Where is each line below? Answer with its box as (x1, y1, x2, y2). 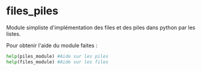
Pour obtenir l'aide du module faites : (6, 42, 98, 49)
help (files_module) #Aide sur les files (6, 58, 109, 65)
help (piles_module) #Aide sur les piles (6, 53, 109, 59)
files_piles (6, 4, 59, 18)
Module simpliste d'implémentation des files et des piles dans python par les (6, 24, 196, 31)
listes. (6, 30, 21, 37)
